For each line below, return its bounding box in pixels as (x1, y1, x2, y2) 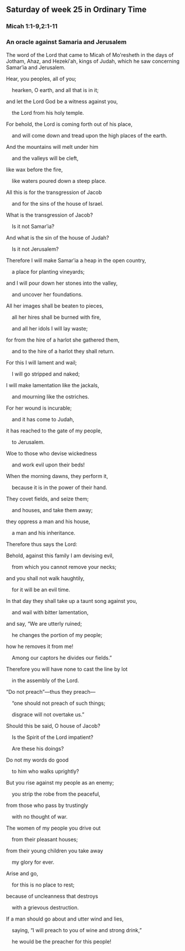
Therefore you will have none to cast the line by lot (6, 665, 128, 673)
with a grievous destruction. (11, 904, 79, 911)
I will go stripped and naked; (11, 370, 80, 377)
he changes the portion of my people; (11, 631, 103, 638)
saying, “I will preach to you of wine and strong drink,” (11, 926, 142, 933)
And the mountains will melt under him (6, 143, 99, 150)
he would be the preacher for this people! (11, 938, 112, 945)
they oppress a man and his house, (6, 518, 90, 525)
